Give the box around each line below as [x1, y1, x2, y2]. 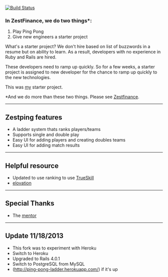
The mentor [12, 212, 37, 218]
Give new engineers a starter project [12, 34, 88, 40]
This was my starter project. [5, 84, 63, 90]
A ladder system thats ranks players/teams [12, 126, 101, 132]
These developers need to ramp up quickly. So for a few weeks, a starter [5, 64, 155, 70]
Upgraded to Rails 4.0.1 [12, 255, 60, 261]
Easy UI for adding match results [12, 142, 80, 148]
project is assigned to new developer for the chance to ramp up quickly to [5, 69, 157, 75]
